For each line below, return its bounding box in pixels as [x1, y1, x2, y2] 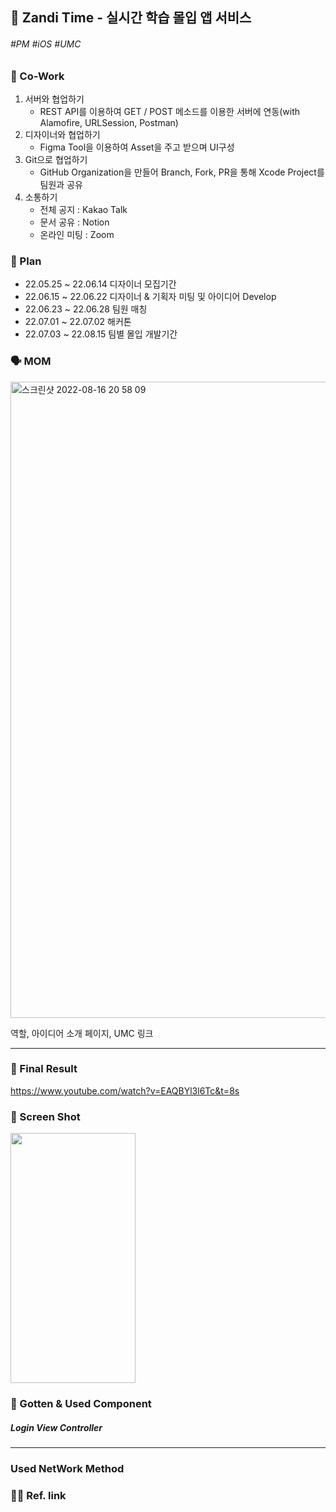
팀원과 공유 [39, 178, 83, 190]
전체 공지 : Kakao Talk [39, 203, 128, 215]
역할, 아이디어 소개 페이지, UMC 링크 [10, 1027, 154, 1039]
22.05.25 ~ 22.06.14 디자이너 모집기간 [24, 278, 177, 290]
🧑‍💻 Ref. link [10, 1488, 67, 1502]
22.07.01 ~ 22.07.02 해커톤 [24, 316, 132, 328]
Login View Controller [10, 1421, 103, 1433]
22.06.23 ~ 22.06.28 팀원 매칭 [24, 303, 148, 315]
